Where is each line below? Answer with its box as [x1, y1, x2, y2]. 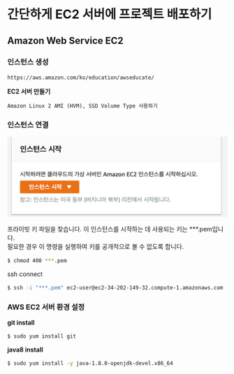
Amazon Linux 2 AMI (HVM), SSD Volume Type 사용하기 [7, 102, 159, 109]
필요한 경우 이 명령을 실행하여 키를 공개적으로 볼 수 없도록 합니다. [7, 243, 184, 251]
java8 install [7, 345, 43, 354]
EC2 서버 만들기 [7, 87, 51, 95]
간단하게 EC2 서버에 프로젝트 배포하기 [7, 6, 212, 22]
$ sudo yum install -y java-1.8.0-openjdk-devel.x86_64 [7, 360, 173, 367]
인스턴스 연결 [7, 120, 49, 129]
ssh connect [7, 270, 43, 278]
